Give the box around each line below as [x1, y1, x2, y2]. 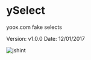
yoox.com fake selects [6, 23, 62, 31]
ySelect [6, 4, 45, 17]
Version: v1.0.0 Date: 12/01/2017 [6, 35, 86, 42]
